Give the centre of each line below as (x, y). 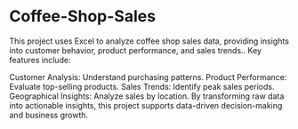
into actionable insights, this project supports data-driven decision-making (146, 105)
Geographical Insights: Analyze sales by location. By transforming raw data (147, 96)
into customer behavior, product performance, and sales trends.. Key (136, 50)
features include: (40, 60)
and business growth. (49, 115)
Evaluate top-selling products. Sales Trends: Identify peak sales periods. (142, 86)
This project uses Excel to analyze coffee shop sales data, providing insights (149, 41)
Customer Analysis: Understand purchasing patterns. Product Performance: (148, 77)
